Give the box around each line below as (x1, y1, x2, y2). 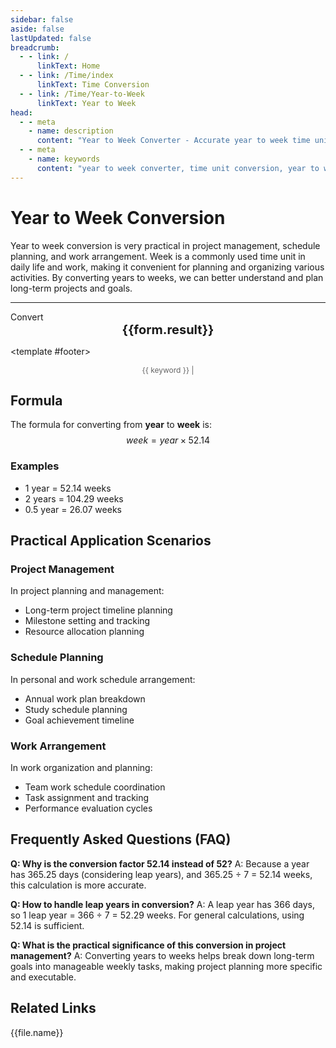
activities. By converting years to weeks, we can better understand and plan (10, 271, 324, 283)
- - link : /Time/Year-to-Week (19, 89, 145, 99)
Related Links (10, 1000, 97, 1017)
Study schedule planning (24, 703, 128, 715)
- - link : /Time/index (19, 71, 114, 81)
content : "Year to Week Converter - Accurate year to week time (36, 136, 311, 146)
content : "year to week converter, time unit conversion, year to (36, 163, 320, 173)
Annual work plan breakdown (24, 692, 146, 705)
